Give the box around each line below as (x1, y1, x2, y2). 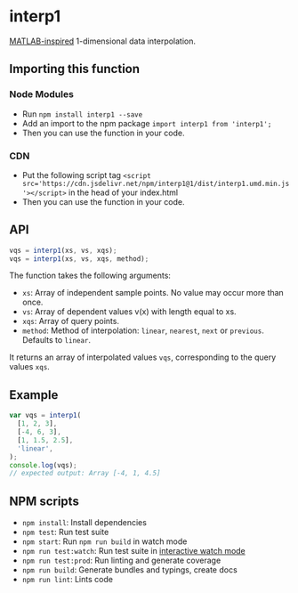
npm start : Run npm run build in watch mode (21, 536, 188, 547)
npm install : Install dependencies (21, 517, 147, 528)
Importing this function (9, 61, 141, 77)
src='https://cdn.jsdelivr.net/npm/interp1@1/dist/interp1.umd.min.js (21, 179, 290, 188)
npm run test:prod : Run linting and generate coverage (21, 555, 221, 566)
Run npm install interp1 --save (21, 109, 143, 119)
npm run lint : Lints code (21, 574, 114, 585)
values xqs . (9, 361, 51, 372)
